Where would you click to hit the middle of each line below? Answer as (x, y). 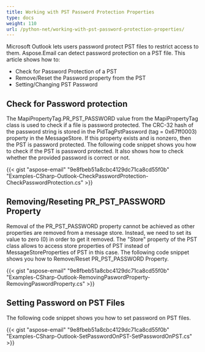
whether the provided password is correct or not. (68, 158)
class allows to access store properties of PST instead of (78, 245)
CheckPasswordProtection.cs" (45, 183)
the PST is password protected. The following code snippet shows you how (102, 145)
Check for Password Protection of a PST (66, 72)
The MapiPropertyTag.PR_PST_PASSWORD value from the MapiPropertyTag (102, 119)
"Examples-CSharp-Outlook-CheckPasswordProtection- (77, 176)
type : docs (20, 18)
